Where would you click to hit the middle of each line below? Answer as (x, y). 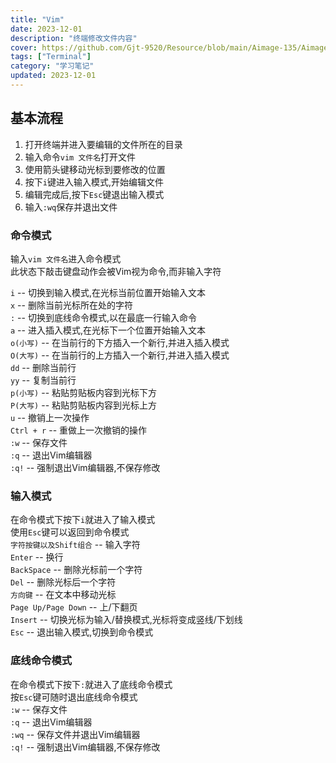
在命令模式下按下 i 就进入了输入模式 (83, 520)
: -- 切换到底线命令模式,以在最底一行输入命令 (103, 317)
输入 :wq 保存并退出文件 (71, 207)
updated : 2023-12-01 (53, 76)
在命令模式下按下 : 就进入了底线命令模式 (91, 684)
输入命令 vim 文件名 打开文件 (80, 157)
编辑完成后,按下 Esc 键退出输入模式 (94, 194)
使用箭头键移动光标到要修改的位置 (95, 169)
